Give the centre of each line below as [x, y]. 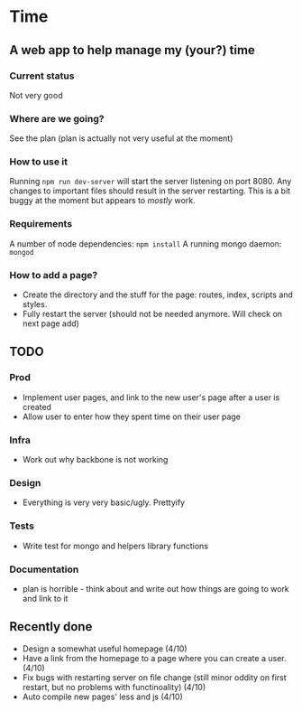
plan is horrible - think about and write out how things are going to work [156, 588]
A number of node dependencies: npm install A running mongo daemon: [146, 243]
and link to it [45, 598]
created [37, 407]
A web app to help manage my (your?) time [132, 50]
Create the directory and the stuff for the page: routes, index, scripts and [157, 295]
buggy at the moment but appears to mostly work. [102, 201]
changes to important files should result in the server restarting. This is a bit [150, 191]
